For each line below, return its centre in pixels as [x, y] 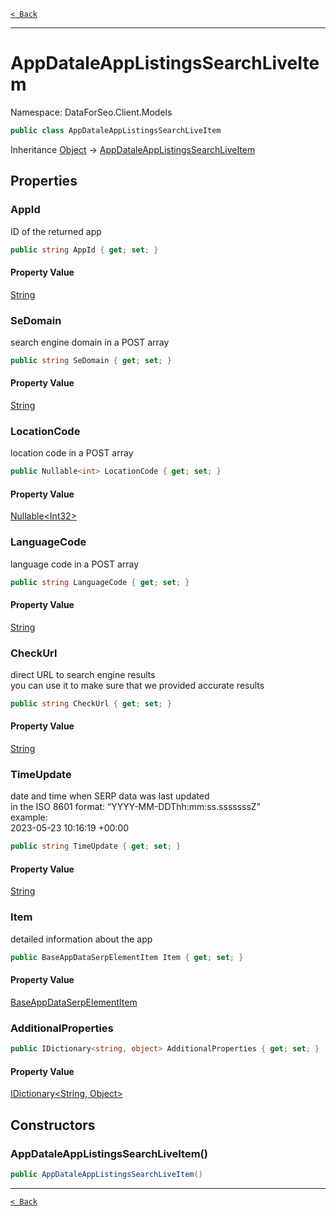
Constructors [53, 1125]
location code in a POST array [72, 453]
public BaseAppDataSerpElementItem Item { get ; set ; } [127, 957]
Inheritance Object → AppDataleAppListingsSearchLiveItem [133, 149]
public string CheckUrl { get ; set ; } [91, 704]
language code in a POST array [75, 564]
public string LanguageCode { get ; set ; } [100, 582]
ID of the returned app [56, 231]
